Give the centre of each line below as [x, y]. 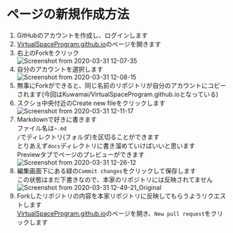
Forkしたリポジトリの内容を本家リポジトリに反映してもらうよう [109, 196]
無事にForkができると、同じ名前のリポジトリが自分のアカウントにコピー [121, 85]
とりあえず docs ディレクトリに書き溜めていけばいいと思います [106, 146]
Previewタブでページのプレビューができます [81, 154]
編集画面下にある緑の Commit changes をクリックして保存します [106, 170]
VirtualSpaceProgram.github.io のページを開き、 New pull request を [114, 213]
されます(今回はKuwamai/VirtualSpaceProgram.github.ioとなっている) [118, 94]
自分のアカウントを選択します [60, 69]
